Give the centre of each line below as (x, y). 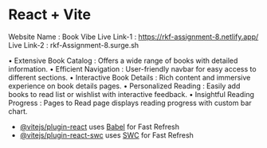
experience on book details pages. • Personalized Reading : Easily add (124, 86)
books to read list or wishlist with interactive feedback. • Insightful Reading (132, 94)
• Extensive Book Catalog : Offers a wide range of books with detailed (123, 60)
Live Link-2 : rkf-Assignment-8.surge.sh (74, 45)
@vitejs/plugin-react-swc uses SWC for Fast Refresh (106, 135)
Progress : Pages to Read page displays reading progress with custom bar (130, 103)
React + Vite (50, 15)
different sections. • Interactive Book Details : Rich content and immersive (130, 77)
